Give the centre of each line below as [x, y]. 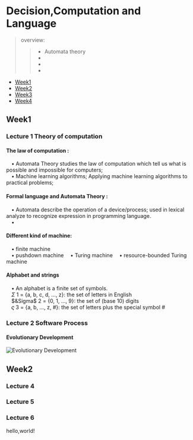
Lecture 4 [20, 386]
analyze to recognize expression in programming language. [79, 216]
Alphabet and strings [33, 275]
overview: [33, 40]
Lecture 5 [20, 402]
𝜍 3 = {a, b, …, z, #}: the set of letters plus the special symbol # [88, 308]
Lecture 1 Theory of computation [54, 137]
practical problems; [30, 183]
